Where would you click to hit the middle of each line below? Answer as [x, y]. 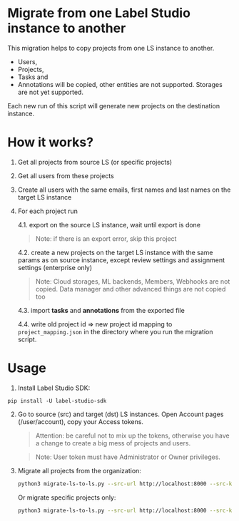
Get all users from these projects [66, 175]
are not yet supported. [51, 92]
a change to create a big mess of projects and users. [113, 443]
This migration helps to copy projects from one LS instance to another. [111, 48]
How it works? [51, 142]
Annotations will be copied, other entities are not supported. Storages [120, 84]
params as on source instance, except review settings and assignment [121, 260]
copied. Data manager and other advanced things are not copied [131, 289]
